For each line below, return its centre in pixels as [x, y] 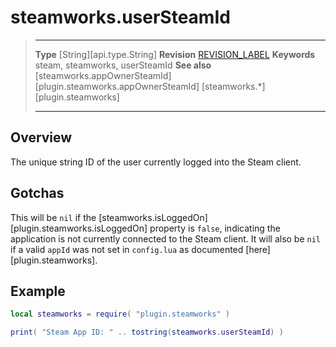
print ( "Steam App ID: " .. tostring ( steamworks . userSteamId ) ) [147, 332]
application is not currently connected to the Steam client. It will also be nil [166, 238]
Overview [41, 137]
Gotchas [37, 193]
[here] [258, 249]
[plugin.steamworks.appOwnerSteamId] [117, 86]
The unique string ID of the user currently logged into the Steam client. [156, 162]
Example [38, 291]
